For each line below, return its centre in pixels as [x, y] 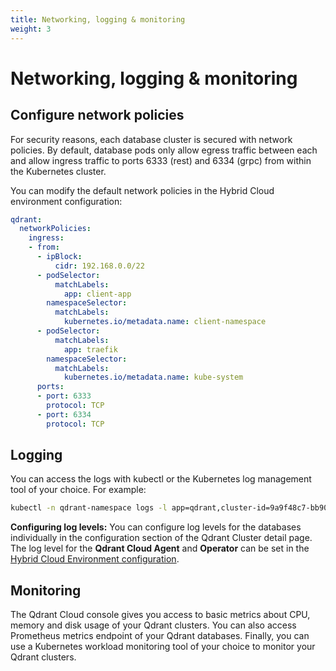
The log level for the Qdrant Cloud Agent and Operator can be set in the [160, 548]
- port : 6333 [64, 396]
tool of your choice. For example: [78, 490]
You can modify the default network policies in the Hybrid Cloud [142, 190]
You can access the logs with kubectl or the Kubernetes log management [161, 479]
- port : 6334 [64, 414]
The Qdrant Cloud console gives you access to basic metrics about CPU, [160, 615]
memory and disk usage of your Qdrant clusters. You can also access [153, 625]
